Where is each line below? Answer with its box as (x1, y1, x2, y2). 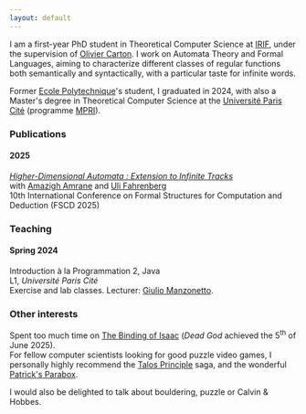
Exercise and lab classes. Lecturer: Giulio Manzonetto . (9, 284, 214, 295)
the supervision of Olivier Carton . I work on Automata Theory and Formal (9, 48, 284, 59)
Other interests (9, 307, 79, 320)
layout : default (9, 13, 71, 23)
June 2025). (9, 339, 56, 350)
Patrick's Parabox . (9, 368, 79, 379)
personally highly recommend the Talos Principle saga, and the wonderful (9, 358, 288, 370)
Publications (9, 127, 67, 140)
